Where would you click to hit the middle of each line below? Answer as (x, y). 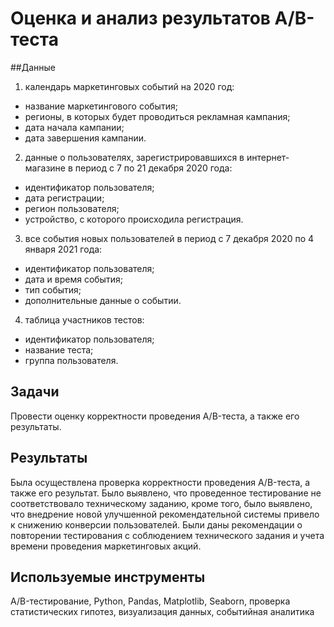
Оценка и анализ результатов (140, 18)
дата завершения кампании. (85, 138)
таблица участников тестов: (84, 319)
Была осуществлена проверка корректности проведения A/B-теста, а (160, 482)
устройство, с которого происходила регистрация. (134, 219)
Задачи (35, 392)
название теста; (59, 349)
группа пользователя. (71, 360)
